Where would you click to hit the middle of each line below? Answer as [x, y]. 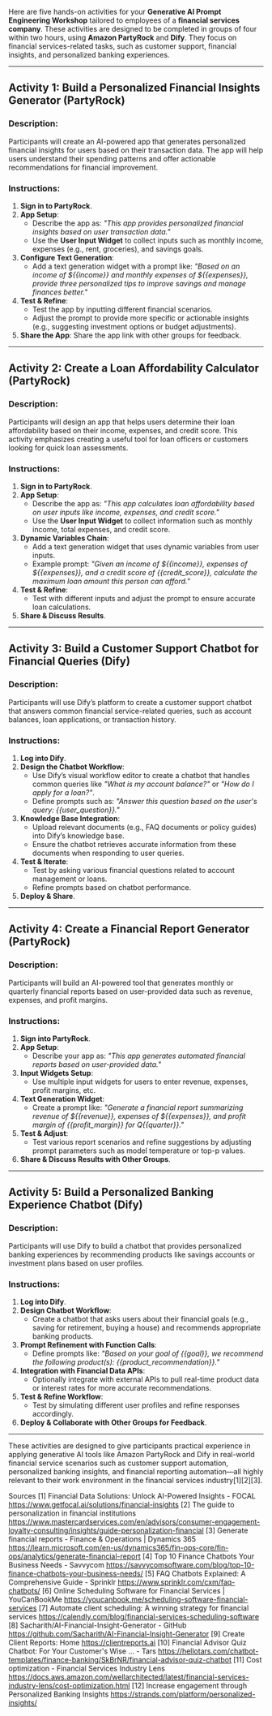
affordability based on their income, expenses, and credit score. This [123, 430]
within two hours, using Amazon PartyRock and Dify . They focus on [123, 37]
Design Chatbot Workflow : [66, 1310]
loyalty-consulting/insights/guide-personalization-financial [106, 1530]
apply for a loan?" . [63, 792]
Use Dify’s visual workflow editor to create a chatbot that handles [141, 775]
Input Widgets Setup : [57, 1073]
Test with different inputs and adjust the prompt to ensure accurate [144, 598]
